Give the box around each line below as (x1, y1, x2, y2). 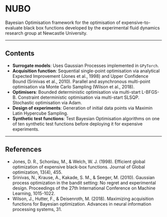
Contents (5, 49, 35, 58)
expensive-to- (121, 19, 151, 25)
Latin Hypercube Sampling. (12, 110, 69, 116)
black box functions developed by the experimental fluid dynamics (23, 24, 160, 30)
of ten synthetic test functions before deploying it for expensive (12, 121, 143, 127)
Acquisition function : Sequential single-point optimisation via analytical (12, 68, 160, 74)
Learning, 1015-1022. (12, 190, 56, 196)
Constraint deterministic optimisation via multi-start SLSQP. (17, 94, 140, 100)
